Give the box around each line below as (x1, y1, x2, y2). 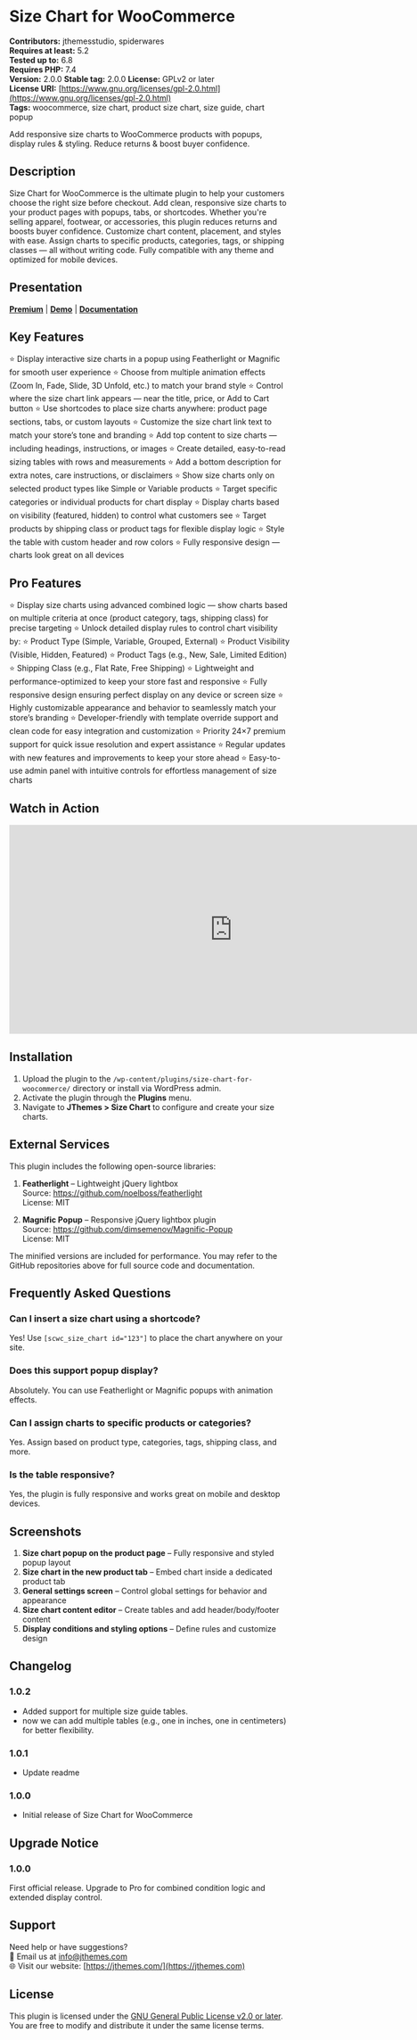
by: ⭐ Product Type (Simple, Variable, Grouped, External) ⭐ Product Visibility (9, 636, 290, 647)
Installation (9, 1049, 73, 1065)
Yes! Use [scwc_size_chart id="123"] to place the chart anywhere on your (9, 1333, 283, 1344)
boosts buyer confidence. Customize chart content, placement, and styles (9, 226, 282, 236)
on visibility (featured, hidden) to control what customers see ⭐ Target (9, 510, 267, 521)
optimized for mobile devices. (9, 254, 119, 265)
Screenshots (9, 1524, 82, 1539)
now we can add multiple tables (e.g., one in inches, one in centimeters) (21, 1715, 287, 1726)
